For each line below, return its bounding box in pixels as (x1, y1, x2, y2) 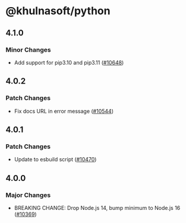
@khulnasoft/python (5, 4, 111, 18)
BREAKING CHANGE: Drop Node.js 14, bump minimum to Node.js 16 (14, 204, 181, 211)
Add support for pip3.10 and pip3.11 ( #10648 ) (14, 59, 124, 66)
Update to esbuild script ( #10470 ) (14, 156, 97, 163)
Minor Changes (5, 46, 51, 54)
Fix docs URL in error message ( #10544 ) (14, 107, 114, 114)
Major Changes (5, 191, 51, 199)
